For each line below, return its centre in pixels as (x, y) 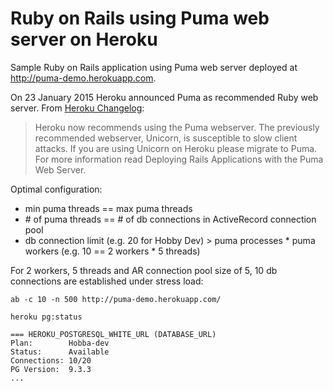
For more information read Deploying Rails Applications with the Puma (179, 159)
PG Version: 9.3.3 (51, 369)
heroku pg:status (46, 317)
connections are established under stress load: (107, 281)
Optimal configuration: (56, 189)
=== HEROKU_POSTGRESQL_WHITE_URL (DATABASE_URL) (113, 334)
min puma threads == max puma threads (108, 208)
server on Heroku (84, 39)
